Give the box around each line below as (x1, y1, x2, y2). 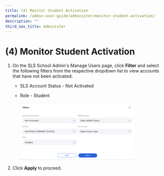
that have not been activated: (12, 73, 73, 79)
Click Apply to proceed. (12, 165, 62, 171)
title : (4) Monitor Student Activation (5, 8, 88, 13)
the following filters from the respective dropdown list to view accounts (12, 68, 159, 74)
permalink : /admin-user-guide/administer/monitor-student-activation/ (5, 13, 155, 18)
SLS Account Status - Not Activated (19, 83, 94, 89)
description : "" (5, 18, 39, 23)
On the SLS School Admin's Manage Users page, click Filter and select (12, 62, 159, 68)
